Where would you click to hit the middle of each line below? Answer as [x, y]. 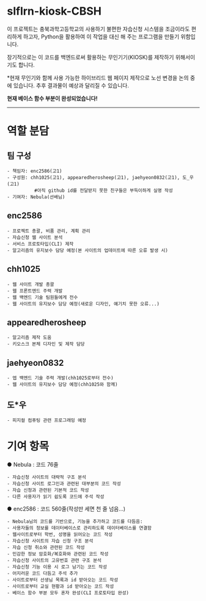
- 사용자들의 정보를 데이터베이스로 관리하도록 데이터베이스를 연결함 [79, 528]
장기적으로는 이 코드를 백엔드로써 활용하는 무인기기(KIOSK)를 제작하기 [90, 57]
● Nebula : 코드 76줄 [33, 464]
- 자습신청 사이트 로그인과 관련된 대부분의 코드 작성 [64, 484]
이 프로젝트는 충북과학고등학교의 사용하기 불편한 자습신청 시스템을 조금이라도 [98, 29]
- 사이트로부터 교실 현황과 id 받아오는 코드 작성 [61, 586]
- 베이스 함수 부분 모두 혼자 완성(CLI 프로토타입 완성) [68, 593]
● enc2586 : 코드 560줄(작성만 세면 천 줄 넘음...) [66, 509]
